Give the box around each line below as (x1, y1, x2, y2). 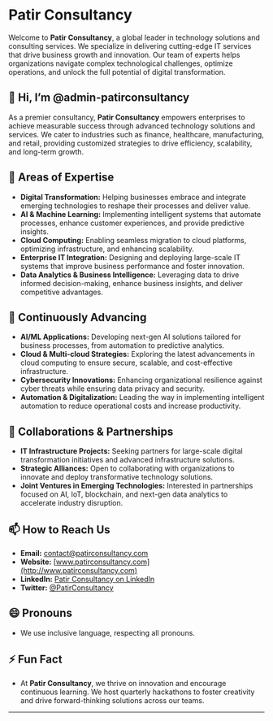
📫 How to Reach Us (8, 523, 111, 536)
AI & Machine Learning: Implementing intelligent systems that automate (19, 209, 262, 219)
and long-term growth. (8, 146, 84, 156)
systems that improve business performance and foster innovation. (19, 261, 245, 271)
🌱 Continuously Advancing (8, 311, 147, 324)
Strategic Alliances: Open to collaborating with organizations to (19, 463, 235, 473)
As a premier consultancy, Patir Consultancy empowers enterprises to (8, 112, 245, 122)
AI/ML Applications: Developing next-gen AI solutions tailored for (19, 332, 241, 342)
